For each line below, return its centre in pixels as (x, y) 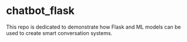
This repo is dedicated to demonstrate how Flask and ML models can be (93, 27)
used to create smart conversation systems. (59, 33)
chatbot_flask (40, 11)
